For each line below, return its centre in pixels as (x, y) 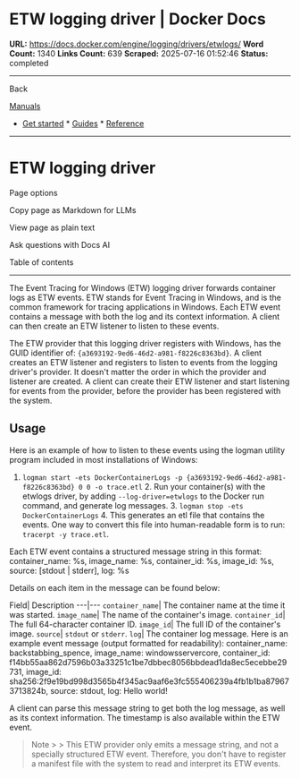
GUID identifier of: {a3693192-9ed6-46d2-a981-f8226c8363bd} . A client (135, 353)
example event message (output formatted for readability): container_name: (149, 643)
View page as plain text (52, 227)
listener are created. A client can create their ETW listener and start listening (150, 381)
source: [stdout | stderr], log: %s (69, 570)
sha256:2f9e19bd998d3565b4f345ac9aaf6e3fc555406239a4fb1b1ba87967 (150, 681)
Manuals (25, 106)
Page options (33, 192)
